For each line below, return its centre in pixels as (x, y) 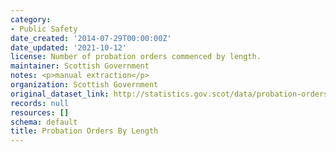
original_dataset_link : (60, 94)
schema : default (44, 122)
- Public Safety (44, 29)
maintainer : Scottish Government (80, 66)
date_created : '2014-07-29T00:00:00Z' (91, 38)
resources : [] (40, 112)
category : (31, 19)
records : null (40, 103)
